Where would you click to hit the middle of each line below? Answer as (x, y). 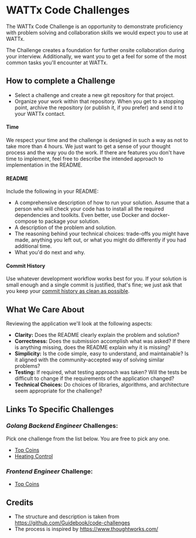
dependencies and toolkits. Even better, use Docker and (82, 215)
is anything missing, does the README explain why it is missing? (92, 347)
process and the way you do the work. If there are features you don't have (96, 152)
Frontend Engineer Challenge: (49, 471)
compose (26, 221)
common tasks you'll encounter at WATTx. (57, 63)
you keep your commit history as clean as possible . (68, 291)
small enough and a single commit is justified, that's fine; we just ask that (94, 285)
